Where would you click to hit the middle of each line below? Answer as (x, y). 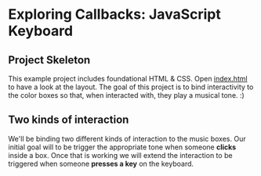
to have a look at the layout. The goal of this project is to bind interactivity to (131, 87)
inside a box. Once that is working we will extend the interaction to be (120, 155)
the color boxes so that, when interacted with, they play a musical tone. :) (126, 95)
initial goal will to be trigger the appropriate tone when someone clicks (122, 147)
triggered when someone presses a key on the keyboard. (101, 163)
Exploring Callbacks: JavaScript (114, 14)
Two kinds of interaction (69, 120)
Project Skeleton (49, 60)
